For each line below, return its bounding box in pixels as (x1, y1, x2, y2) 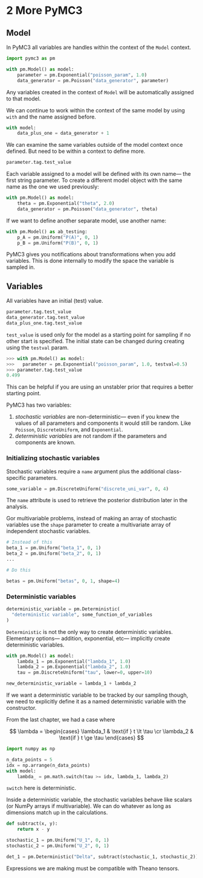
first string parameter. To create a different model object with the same (6, 176, 182, 184)
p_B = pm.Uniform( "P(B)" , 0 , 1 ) (17, 240, 98, 246)
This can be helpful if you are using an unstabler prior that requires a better (6, 383, 193, 390)
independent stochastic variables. (6, 528, 91, 535)
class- (166, 468, 182, 475)
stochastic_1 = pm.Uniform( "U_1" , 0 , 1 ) (6, 838, 110, 844)
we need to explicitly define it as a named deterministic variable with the (6, 698, 186, 705)
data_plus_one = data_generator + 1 (17, 131, 110, 137)
